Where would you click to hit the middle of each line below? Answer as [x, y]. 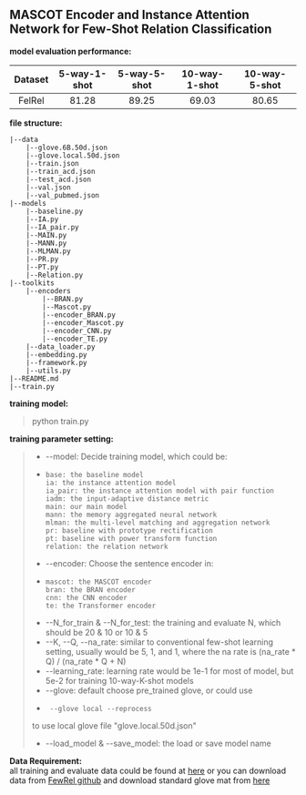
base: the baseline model [94, 474]
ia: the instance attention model [111, 483]
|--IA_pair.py [52, 227]
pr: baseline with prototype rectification [129, 530]
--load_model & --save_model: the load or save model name [158, 743]
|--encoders [48, 290]
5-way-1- [83, 74]
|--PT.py [42, 267]
